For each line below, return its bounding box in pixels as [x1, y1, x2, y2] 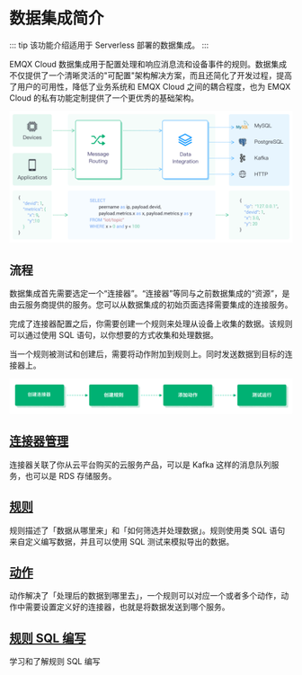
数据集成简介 [9, 8, 105, 29]
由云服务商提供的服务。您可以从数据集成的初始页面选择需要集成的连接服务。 [9, 299, 293, 310]
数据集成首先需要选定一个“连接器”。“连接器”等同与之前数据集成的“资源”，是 [9, 289, 290, 299]
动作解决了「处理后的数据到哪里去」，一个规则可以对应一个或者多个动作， [9, 591, 281, 601]
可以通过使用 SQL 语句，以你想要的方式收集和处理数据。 [9, 330, 218, 341]
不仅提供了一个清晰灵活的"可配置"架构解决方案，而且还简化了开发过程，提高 [9, 69, 293, 81]
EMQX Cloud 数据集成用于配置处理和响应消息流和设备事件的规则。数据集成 [9, 58, 288, 69]
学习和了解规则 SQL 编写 [9, 656, 101, 667]
